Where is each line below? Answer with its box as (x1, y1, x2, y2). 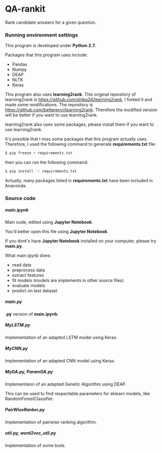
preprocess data (12, 267, 45, 273)
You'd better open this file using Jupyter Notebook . (5, 228, 109, 234)
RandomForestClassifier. (5, 396, 54, 402)
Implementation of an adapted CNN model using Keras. (5, 358, 115, 364)
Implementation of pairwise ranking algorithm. (5, 419, 97, 425)
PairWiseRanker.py (5, 407, 45, 413)
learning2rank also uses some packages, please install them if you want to (5, 121, 154, 127)
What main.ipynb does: (5, 252, 51, 258)
